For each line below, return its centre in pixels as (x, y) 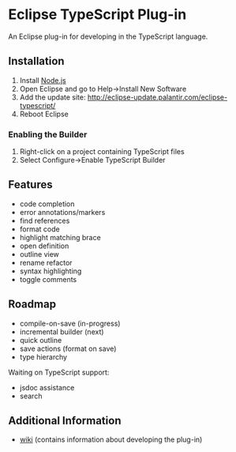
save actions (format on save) (68, 348)
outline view (39, 254)
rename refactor (46, 262)
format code (40, 229)
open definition (44, 246)
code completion (47, 204)
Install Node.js (43, 80)
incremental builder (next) (62, 331)
